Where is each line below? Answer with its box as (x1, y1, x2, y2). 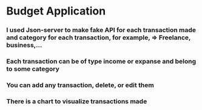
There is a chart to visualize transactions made (6, 97, 147, 105)
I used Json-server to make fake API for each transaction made (6, 26, 196, 34)
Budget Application (6, 4, 106, 18)
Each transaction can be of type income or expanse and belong (6, 57, 197, 66)
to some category (6, 65, 59, 73)
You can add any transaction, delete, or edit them (6, 80, 155, 89)
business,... (6, 41, 42, 50)
